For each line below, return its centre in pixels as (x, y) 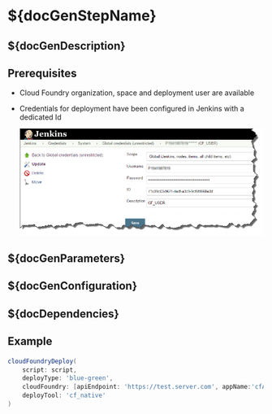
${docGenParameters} (67, 259)
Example (30, 341)
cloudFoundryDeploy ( (43, 361)
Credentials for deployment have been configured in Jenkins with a (132, 109)
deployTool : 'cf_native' (64, 396)
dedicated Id (40, 117)
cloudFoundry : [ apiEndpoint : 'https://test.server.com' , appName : (137, 387)
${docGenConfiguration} (72, 286)
